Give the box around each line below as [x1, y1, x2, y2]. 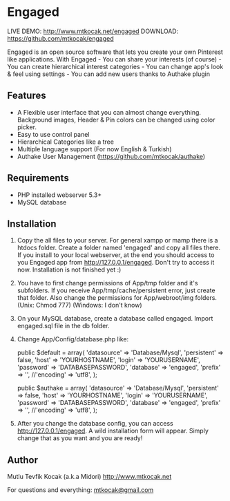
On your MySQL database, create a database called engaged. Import [17, 314, 213, 323]
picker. [17, 122, 37, 131]
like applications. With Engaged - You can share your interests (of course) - [7, 55, 222, 63]
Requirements [7, 172, 69, 184]
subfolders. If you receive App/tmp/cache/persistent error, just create [17, 286, 215, 294]
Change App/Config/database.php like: [17, 335, 129, 343]
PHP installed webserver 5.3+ [17, 191, 102, 199]
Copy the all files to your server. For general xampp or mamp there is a [17, 236, 218, 245]
